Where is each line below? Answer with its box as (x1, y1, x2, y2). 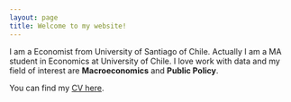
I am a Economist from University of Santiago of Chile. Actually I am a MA (9, 46, 282, 56)
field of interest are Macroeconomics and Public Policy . (9, 64, 219, 76)
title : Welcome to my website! (9, 21, 127, 30)
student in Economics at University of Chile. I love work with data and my (9, 55, 281, 66)
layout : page (9, 13, 59, 22)
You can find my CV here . (9, 82, 105, 93)
